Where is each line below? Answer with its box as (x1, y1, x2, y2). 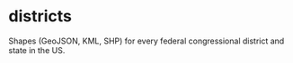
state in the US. (8, 44, 66, 55)
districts (8, 6, 73, 27)
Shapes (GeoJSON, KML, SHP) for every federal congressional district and (8, 35, 285, 46)
